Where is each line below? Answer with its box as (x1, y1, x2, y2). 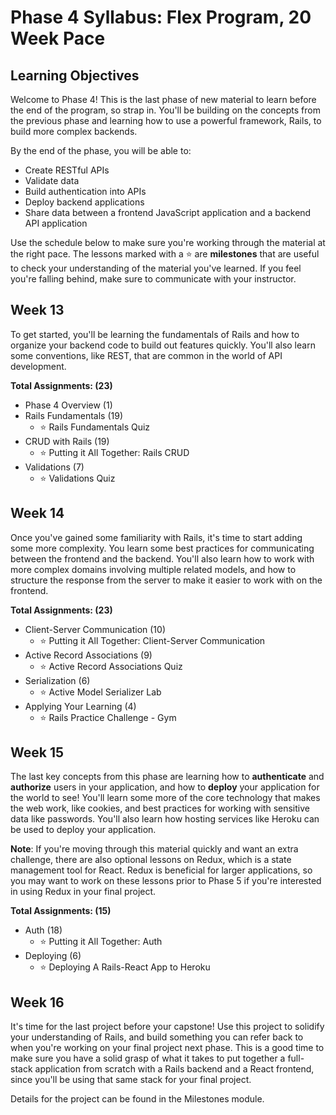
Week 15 (10, 744, 65, 761)
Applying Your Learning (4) (24, 700, 137, 712)
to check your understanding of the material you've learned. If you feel (10, 262, 302, 274)
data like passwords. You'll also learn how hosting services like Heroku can (10, 813, 320, 825)
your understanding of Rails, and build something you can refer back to (10, 1031, 304, 1043)
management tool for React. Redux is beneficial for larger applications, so (10, 864, 313, 876)
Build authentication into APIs (24, 186, 147, 197)
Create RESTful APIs (24, 164, 110, 176)
